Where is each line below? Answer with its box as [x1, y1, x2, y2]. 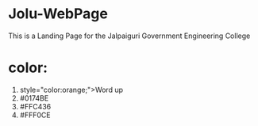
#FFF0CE [19, 110, 51, 120]
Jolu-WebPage [8, 5, 109, 23]
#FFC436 [19, 101, 52, 111]
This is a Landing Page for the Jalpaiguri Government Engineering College [8, 31, 251, 40]
